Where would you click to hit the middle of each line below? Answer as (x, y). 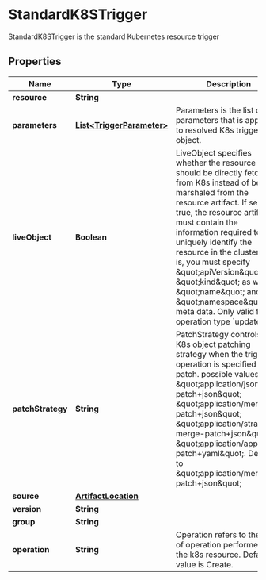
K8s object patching (213, 344)
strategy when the (209, 354)
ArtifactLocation (106, 496)
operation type (203, 321)
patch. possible (204, 374)
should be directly (209, 172)
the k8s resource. (208, 555)
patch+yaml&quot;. (211, 453)
